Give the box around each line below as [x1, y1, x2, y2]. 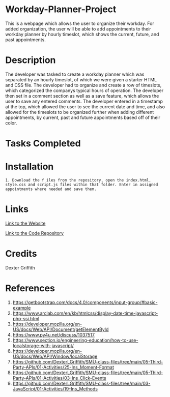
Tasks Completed [5, 138, 81, 149]
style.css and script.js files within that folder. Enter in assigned [5, 182, 158, 187]
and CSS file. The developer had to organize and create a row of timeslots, [5, 82, 162, 88]
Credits [5, 248, 37, 260]
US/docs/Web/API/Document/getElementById [12, 326, 109, 332]
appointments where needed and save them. [5, 187, 97, 192]
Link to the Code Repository [5, 230, 64, 236]
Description [5, 54, 56, 66]
